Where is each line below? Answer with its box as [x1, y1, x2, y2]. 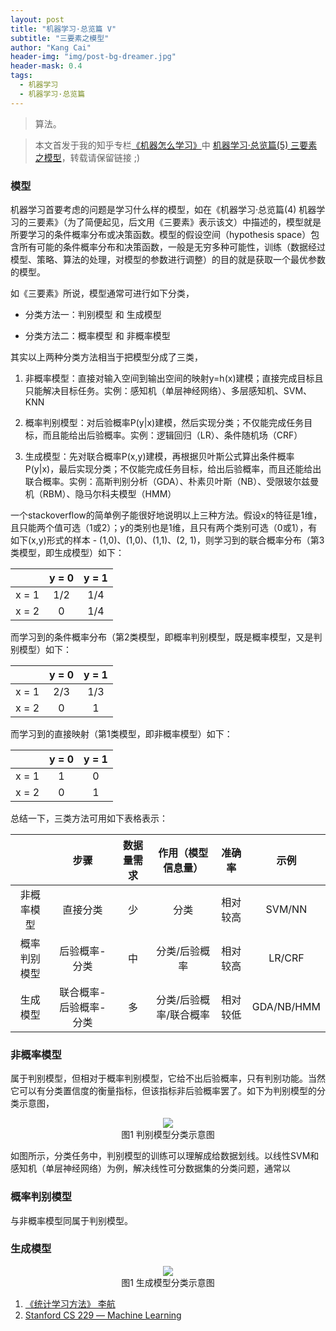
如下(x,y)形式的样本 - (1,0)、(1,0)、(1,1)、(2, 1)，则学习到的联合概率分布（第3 [10, 534, 325, 546]
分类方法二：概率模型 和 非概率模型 [24, 329, 171, 341]
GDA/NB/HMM [251, 999, 321, 1013]
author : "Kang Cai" [10, 42, 92, 53]
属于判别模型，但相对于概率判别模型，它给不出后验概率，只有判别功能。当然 [10, 1072, 326, 1085]
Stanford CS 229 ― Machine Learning [24, 1309, 182, 1321]
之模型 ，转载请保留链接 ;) [34, 151, 141, 163]
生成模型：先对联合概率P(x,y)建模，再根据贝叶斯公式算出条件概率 [24, 450, 295, 462]
